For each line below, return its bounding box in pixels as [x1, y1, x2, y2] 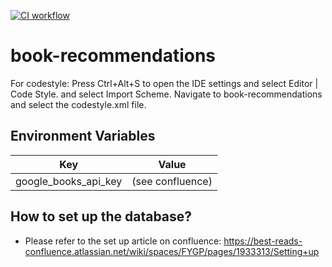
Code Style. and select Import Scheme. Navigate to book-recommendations [10, 88, 323, 100]
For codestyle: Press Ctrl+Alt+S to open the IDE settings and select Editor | [10, 77, 319, 89]
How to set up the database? [10, 208, 193, 225]
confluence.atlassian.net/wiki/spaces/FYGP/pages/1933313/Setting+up [24, 245, 320, 257]
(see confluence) [131, 174, 213, 188]
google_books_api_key [15, 174, 123, 188]
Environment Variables [10, 128, 156, 145]
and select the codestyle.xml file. [10, 98, 147, 110]
